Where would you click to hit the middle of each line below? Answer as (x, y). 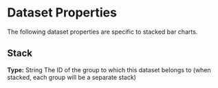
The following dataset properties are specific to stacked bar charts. (102, 32)
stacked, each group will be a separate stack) (72, 77)
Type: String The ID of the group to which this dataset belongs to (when (109, 69)
